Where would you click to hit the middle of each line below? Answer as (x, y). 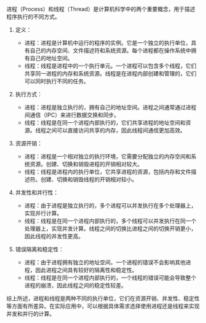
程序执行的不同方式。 (33, 17)
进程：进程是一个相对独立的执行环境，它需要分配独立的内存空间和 (108, 156)
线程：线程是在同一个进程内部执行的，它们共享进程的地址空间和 (105, 123)
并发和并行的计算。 (31, 314)
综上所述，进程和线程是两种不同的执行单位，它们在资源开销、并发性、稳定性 (103, 298)
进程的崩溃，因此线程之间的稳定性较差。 (75, 285)
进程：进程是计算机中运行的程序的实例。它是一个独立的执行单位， (108, 43)
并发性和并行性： (37, 193)
